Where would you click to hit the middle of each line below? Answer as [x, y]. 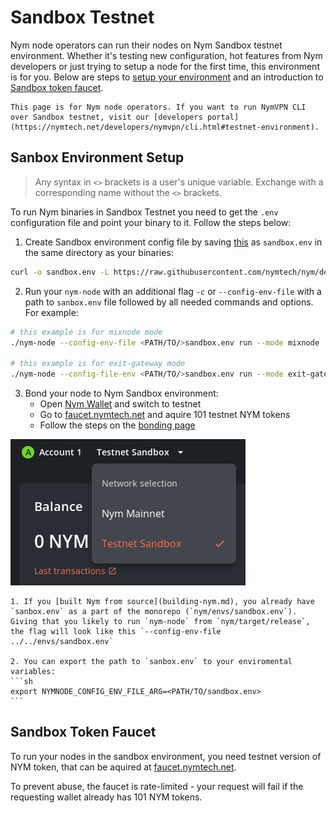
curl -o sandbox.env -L [60, 272]
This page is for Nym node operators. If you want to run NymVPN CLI [158, 107]
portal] [223, 117]
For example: [51, 312]
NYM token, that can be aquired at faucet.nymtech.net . [123, 767]
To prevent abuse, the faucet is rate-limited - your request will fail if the [157, 786]
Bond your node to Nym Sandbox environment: [121, 393]
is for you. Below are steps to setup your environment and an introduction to [167, 77]
